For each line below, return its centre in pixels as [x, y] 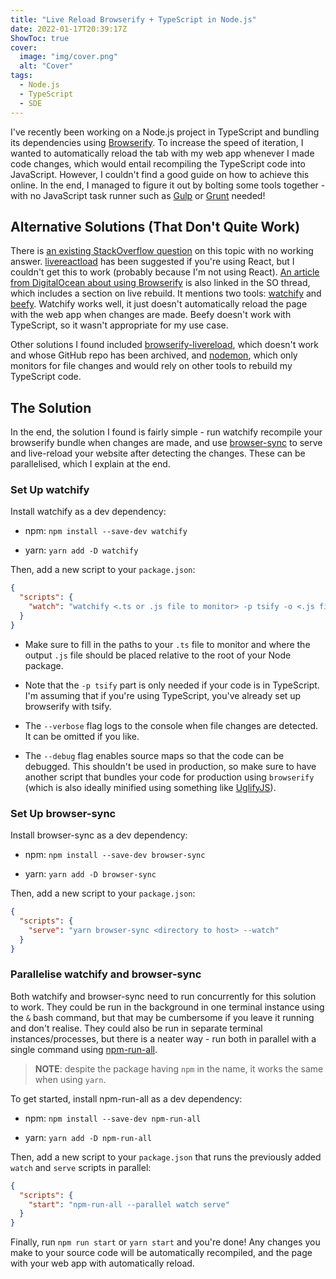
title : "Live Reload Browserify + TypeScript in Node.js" [133, 19]
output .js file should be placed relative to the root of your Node [158, 655]
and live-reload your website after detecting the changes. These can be [158, 453]
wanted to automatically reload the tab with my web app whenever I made [162, 153]
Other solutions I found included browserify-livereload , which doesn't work [165, 345]
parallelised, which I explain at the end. [90, 464]
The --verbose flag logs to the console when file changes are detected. [171, 725]
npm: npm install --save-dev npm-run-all [113, 1118]
